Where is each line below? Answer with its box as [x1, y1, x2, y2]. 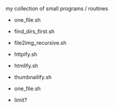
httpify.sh [14, 51, 38, 58]
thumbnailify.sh [14, 74, 52, 80]
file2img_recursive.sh [14, 40, 67, 46]
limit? [14, 97, 27, 103]
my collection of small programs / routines [5, 5, 109, 12]
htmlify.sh [14, 62, 38, 69]
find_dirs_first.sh [14, 28, 55, 35]
